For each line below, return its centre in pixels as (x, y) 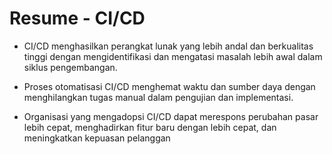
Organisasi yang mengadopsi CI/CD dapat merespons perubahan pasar (171, 116)
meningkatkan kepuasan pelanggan (97, 138)
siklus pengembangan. (70, 67)
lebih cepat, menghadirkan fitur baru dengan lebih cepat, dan (150, 127)
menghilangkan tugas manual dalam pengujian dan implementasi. (158, 97)
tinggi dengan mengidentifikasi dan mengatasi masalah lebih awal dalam (173, 56)
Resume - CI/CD (77, 18)
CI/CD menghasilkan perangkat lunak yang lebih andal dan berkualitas (168, 46)
